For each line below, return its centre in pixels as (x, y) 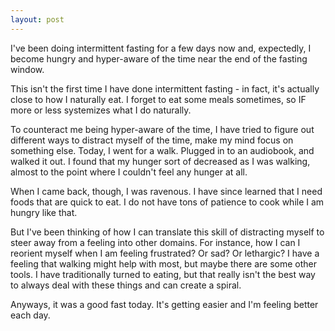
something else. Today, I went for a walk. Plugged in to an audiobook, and (162, 150)
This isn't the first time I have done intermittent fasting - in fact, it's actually (165, 88)
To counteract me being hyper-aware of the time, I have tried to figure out (162, 129)
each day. (30, 315)
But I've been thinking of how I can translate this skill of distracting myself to (167, 232)
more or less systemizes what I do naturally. (101, 110)
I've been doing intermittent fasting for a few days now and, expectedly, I (161, 48)
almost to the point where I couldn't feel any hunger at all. (129, 172)
